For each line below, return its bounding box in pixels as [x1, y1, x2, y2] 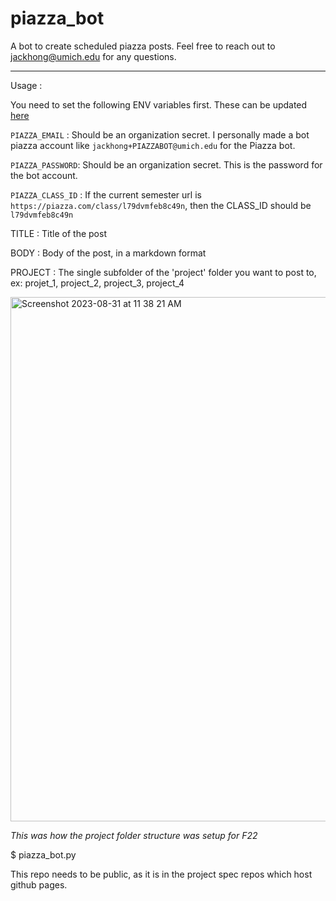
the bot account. [10, 169, 78, 181]
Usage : [10, 79, 43, 91]
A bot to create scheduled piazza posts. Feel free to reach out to [10, 40, 276, 52]
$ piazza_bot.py [10, 848, 77, 861]
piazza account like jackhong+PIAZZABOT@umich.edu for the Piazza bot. [10, 139, 296, 151]
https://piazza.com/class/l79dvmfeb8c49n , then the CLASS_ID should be [10, 199, 312, 211]
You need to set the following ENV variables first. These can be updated [10, 98, 308, 111]
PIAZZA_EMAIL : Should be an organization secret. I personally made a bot [10, 128, 310, 141]
